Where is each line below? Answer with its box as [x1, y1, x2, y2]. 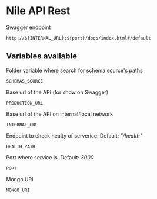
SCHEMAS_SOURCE [6, 78, 44, 84]
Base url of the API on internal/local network [6, 110, 113, 118]
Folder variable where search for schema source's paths [6, 67, 143, 74]
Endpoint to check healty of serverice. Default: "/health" [6, 132, 143, 139]
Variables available [6, 51, 78, 61]
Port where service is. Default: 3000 [6, 154, 94, 161]
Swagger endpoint [6, 24, 51, 31]
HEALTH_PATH [6, 143, 35, 149]
